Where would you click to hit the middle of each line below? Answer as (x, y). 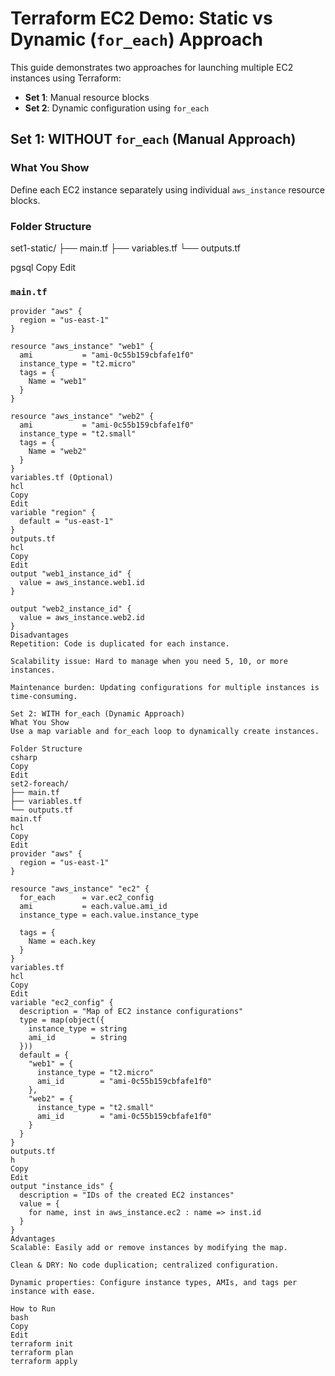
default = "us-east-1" (66, 522)
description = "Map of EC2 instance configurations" (131, 1012)
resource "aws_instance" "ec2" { (80, 889)
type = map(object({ (62, 1020)
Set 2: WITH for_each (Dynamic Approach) (98, 714)
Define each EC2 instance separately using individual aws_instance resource (167, 189)
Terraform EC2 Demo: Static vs (141, 18)
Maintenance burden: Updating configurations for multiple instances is (165, 688)
